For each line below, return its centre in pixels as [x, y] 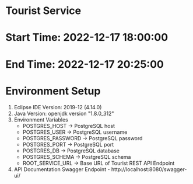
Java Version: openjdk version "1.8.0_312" [64, 113]
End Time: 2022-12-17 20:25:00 [85, 64]
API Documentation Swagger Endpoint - [62, 169]
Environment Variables [41, 119]
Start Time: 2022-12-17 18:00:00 [87, 38]
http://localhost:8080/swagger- [149, 169]
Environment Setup [53, 91]
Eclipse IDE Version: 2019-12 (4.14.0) [58, 107]
